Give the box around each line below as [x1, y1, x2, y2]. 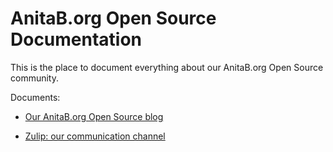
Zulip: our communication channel [24, 130, 166, 142]
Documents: [10, 91, 61, 103]
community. [10, 72, 59, 84]
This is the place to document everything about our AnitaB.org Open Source [10, 61, 324, 73]
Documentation [10, 28, 143, 51]
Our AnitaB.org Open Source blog [24, 110, 164, 122]
